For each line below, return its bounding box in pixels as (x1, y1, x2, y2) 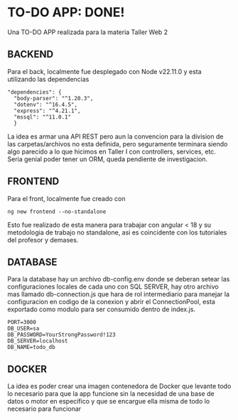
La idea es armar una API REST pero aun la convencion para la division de (7, 132, 224, 141)
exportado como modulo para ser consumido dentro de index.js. (7, 305, 196, 313)
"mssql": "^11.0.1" (13, 113, 72, 121)
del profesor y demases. (7, 235, 79, 244)
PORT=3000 (7, 319, 37, 326)
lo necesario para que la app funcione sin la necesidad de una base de (7, 389, 215, 398)
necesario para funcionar (7, 404, 82, 413)
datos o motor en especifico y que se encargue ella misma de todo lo (7, 397, 210, 406)
